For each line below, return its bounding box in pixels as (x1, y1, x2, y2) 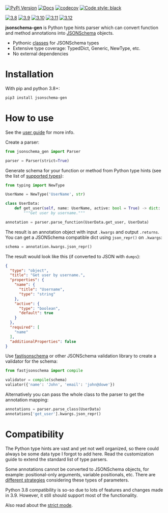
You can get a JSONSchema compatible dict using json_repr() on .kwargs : (5, 234, 163, 240)
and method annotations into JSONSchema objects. (5, 30, 114, 36)
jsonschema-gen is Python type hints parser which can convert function (5, 24, 159, 31)
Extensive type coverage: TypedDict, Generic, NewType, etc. (12, 45, 141, 51)
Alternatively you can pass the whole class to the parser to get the (5, 391, 145, 397)
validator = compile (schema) (5, 377, 67, 383)
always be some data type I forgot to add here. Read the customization (5, 451, 154, 457)
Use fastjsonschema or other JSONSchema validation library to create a (5, 353, 156, 359)
